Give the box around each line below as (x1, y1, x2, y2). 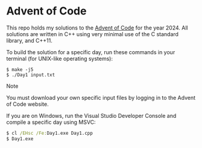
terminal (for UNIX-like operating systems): (6, 55, 113, 62)
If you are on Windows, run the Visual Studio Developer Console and (6, 112, 177, 119)
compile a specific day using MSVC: (6, 119, 96, 126)
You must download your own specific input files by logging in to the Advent (6, 94, 196, 101)
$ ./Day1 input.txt (6, 72, 55, 78)
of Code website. (6, 100, 49, 108)
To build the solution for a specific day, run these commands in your (6, 48, 175, 55)
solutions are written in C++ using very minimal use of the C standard (6, 30, 179, 37)
